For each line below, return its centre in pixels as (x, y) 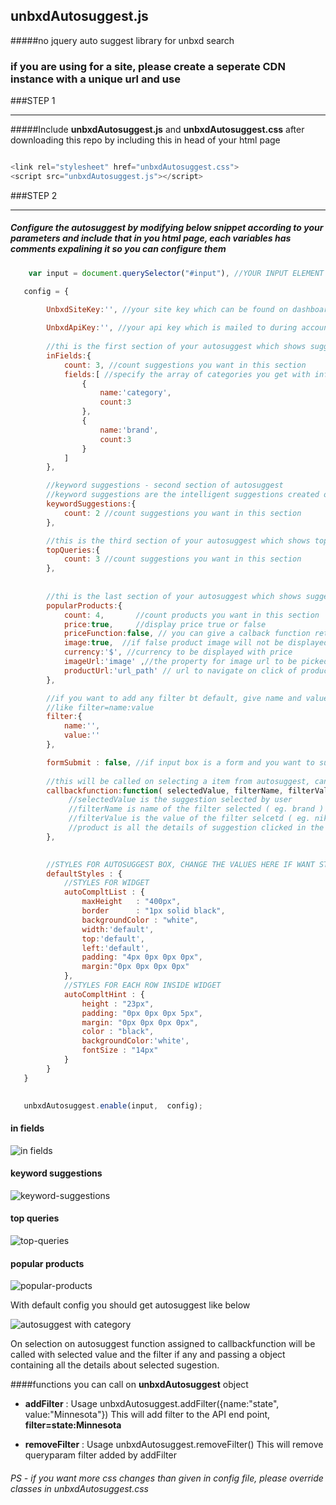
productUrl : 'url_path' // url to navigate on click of (180, 670)
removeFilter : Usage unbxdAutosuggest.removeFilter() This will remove (174, 1445)
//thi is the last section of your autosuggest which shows (174, 596)
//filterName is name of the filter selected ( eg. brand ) (196, 809)
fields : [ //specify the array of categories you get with (187, 374)
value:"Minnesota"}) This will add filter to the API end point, (147, 1415)
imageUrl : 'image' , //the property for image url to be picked (196, 662)
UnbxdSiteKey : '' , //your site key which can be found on (167, 309)
